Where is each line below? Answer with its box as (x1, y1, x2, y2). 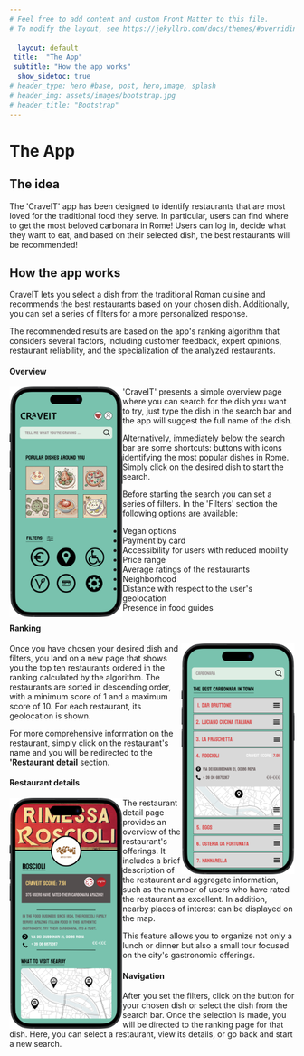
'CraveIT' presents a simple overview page (122, 385, 282, 397)
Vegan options (122, 525, 176, 536)
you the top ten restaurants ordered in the (9, 661, 166, 673)
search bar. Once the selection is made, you (122, 1010, 287, 1021)
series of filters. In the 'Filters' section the (122, 498, 278, 509)
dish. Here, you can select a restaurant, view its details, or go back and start (9, 1029, 293, 1040)
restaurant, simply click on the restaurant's (9, 737, 169, 748)
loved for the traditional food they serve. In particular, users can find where (9, 210, 289, 221)
